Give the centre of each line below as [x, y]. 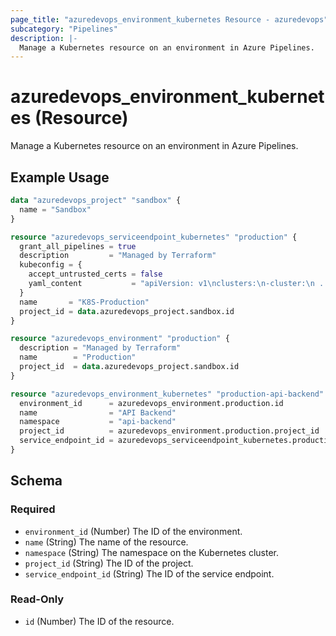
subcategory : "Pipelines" [64, 29]
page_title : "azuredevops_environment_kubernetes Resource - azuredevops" [169, 19]
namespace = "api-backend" [98, 422]
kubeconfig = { [51, 265]
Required [33, 509]
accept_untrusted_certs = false [95, 274]
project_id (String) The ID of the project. [109, 563]
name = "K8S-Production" [84, 302]
